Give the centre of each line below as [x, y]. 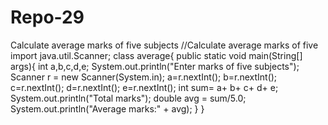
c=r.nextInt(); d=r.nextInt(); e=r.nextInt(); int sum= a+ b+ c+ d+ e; [144, 87]
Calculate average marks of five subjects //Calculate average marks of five [164, 45]
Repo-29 [47, 17]
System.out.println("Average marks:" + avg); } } [107, 108]
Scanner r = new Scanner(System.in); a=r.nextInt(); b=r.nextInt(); [144, 77]
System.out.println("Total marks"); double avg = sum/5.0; [128, 98]
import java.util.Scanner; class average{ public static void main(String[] [156, 55]
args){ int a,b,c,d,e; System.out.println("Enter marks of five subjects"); [155, 66]
